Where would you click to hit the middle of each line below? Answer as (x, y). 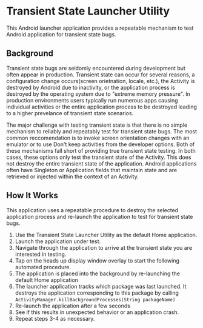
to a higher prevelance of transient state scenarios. (70, 113)
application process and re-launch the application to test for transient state (100, 216)
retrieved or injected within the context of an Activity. (72, 176)
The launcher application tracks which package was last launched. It (101, 286)
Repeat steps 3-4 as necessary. (55, 318)
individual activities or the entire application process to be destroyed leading (101, 107)
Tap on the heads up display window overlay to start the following (97, 260)
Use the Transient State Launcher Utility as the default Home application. (106, 235)
